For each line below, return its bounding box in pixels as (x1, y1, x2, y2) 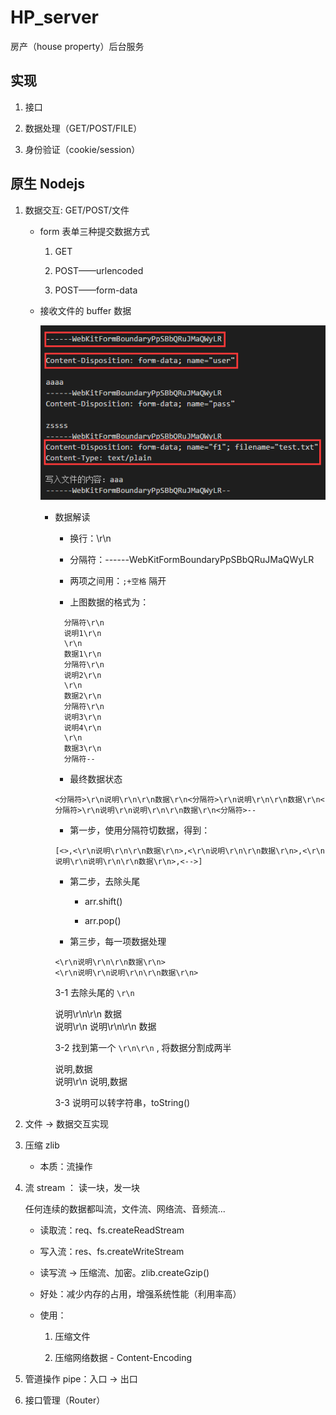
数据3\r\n (63, 744, 102, 754)
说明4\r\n (63, 723, 102, 733)
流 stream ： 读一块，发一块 (24, 1182, 141, 1194)
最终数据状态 (69, 773, 123, 785)
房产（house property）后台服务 (10, 40, 145, 52)
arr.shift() (84, 896, 123, 908)
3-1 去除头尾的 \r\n (54, 987, 135, 999)
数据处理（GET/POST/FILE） (24, 122, 143, 134)
